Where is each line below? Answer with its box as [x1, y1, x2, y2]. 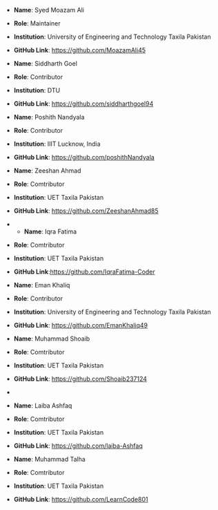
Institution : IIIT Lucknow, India [13, 140, 101, 148]
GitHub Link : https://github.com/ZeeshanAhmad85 [13, 207, 159, 215]
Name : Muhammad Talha [13, 455, 86, 463]
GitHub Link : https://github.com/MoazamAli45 [13, 46, 146, 54]
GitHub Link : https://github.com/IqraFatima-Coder [13, 267, 155, 276]
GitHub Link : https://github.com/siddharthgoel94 [13, 100, 154, 108]
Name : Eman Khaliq [13, 281, 70, 289]
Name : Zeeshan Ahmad [13, 167, 81, 175]
